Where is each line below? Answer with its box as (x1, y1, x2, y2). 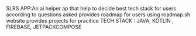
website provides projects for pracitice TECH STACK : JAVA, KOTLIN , (6, 17, 174, 24)
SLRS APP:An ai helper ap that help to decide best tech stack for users (6, 5, 177, 12)
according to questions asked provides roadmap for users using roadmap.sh (6, 11, 191, 18)
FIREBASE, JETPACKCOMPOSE (6, 23, 82, 30)
